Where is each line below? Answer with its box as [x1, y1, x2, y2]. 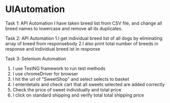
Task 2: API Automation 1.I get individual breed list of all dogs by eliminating [5, 35, 163, 41]
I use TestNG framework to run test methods [12, 65, 106, 71]
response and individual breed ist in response [5, 46, 100, 52]
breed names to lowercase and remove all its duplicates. [5, 25, 123, 31]
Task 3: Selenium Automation [5, 55, 66, 61]
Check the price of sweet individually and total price [12, 86, 121, 92]
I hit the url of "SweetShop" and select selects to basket [12, 76, 130, 82]
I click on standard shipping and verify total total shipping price [12, 92, 144, 98]
